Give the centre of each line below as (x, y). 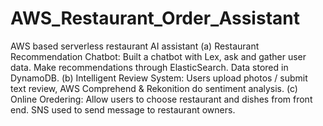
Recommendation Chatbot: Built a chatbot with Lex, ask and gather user (158, 56)
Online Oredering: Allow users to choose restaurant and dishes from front (161, 99)
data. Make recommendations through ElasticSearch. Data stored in (149, 67)
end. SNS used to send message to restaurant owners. (123, 109)
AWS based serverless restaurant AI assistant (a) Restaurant (135, 46)
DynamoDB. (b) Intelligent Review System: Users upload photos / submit (159, 78)
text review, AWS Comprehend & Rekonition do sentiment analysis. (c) (154, 88)
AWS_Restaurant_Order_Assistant (155, 18)
